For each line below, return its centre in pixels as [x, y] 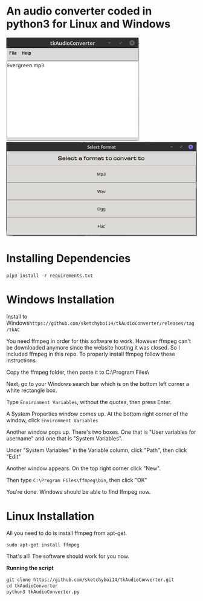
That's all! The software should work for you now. [68, 556]
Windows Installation [60, 300]
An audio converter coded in [79, 11]
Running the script [30, 568]
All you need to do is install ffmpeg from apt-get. [67, 533]
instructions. [22, 360]
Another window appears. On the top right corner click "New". [84, 468]
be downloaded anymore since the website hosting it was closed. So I [93, 348]
